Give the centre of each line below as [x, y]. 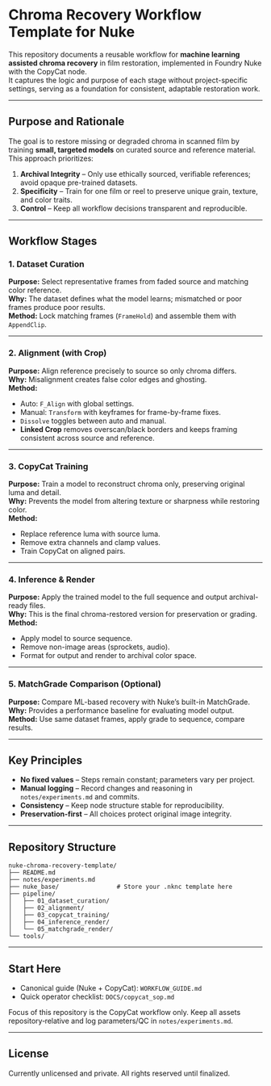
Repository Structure [63, 847]
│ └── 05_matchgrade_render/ [61, 929]
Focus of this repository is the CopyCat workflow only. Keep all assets [125, 1013]
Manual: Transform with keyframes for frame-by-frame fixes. [121, 412]
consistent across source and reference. [87, 438]
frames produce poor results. [57, 308]
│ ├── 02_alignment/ [46, 908]
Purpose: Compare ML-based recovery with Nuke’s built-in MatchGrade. [129, 702]
